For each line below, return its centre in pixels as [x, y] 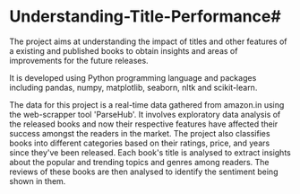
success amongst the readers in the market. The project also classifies [140, 133]
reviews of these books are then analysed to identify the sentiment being [144, 172]
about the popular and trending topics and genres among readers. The [139, 162]
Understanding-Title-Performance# [146, 17]
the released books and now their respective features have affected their [144, 124]
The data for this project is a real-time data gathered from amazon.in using [147, 104]
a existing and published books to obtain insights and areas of [124, 50]
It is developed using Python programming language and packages [133, 77]
